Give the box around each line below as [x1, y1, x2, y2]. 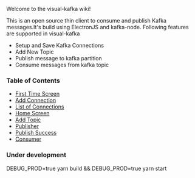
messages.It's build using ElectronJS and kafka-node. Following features [6, 24, 190, 30]
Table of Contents [6, 76, 61, 85]
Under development [6, 151, 67, 159]
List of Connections [15, 103, 64, 110]
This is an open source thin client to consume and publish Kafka [6, 17, 167, 24]
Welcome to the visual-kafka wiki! [6, 5, 91, 12]
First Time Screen [15, 90, 60, 98]
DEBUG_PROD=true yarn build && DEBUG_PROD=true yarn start [6, 165, 167, 172]
